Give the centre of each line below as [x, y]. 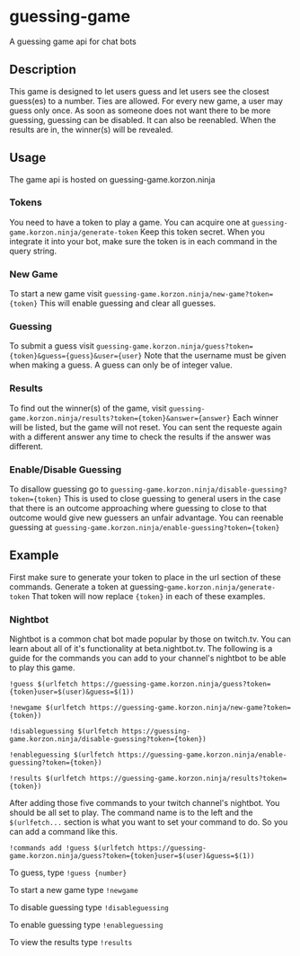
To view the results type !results [71, 943]
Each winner [255, 417]
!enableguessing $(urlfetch [62, 755]
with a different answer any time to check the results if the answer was [140, 437]
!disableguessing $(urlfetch [64, 731]
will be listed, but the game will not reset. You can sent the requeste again [146, 427]
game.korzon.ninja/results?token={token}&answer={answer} [120, 418]
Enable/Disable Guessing [66, 469]
